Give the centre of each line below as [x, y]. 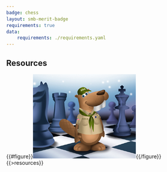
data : [13, 32]
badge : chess [23, 13]
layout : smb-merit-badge [37, 19]
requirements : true [31, 25]
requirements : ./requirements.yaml [62, 38]
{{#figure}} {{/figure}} [84, 156]
